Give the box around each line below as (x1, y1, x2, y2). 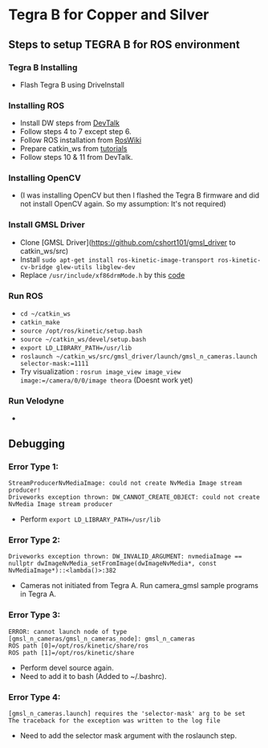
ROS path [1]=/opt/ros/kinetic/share (8, 648, 135, 656)
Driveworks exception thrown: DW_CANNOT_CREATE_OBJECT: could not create (8, 493, 261, 501)
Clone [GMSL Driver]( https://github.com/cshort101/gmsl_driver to (19, 237, 236, 247)
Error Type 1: (8, 460, 59, 472)
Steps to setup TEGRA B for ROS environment (8, 38, 241, 51)
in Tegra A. (19, 589, 56, 599)
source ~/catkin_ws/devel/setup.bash (19, 336, 147, 344)
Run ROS (8, 290, 44, 301)
